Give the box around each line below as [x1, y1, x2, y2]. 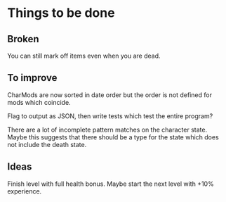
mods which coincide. [7, 98, 72, 106]
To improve [7, 72, 58, 84]
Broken [7, 33, 40, 45]
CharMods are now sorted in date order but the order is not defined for [7, 90, 213, 99]
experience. [7, 187, 42, 195]
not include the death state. [7, 140, 87, 149]
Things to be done [7, 5, 115, 21]
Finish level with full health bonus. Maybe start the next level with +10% [7, 179, 214, 188]
